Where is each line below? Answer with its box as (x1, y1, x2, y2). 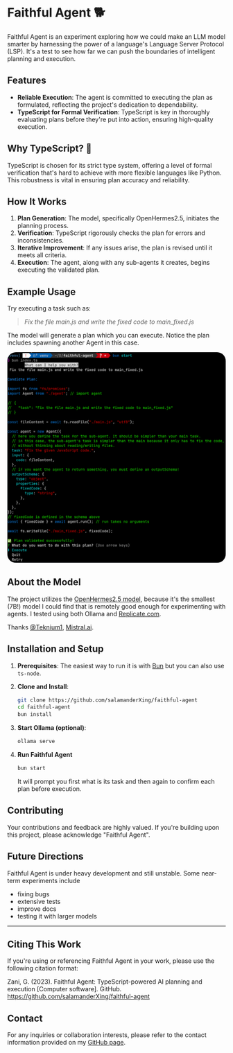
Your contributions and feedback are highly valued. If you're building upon (7, 823, 220, 831)
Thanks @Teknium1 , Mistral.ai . (7, 623, 94, 631)
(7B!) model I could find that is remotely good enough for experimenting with (7, 602, 226, 610)
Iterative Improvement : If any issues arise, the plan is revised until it (17, 243, 213, 252)
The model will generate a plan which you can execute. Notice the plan (7, 331, 210, 340)
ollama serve (17, 738, 55, 745)
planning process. (17, 222, 69, 230)
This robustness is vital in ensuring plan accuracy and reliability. (7, 175, 190, 184)
